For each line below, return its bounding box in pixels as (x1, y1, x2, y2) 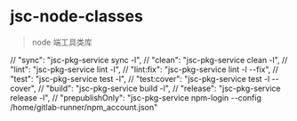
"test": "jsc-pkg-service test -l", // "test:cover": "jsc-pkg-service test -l (10, 73, 270, 84)
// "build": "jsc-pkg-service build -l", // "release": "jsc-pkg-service (37, 83, 281, 93)
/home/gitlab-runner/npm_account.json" (10, 101, 158, 112)
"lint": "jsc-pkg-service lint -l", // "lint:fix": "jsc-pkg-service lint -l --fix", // (10, 64, 279, 75)
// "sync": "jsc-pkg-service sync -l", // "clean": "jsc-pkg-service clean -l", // (10, 54, 288, 65)
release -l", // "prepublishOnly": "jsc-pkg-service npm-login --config (10, 92, 261, 103)
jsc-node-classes (10, 6, 143, 27)
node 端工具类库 (31, 36, 92, 47)
